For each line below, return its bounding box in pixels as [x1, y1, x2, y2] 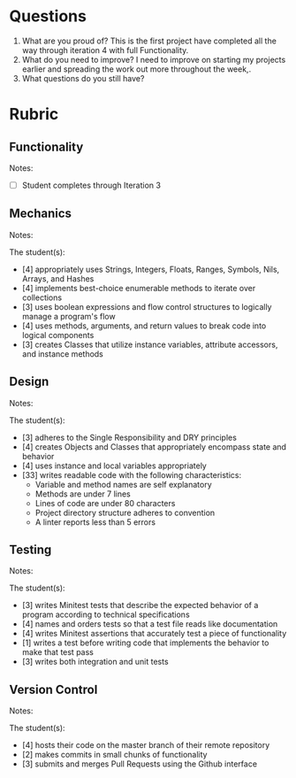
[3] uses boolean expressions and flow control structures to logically [21, 301, 272, 312]
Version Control [9, 682, 98, 697]
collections [21, 292, 63, 303]
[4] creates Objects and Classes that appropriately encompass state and [21, 441, 287, 452]
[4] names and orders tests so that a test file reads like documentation [21, 619, 278, 629]
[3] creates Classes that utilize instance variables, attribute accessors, [21, 339, 278, 350]
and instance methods [21, 348, 104, 359]
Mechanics [9, 206, 72, 221]
